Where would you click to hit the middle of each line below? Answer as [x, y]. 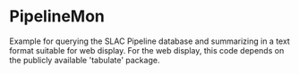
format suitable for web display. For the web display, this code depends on [147, 50]
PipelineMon [57, 16]
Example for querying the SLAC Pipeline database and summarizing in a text [150, 41]
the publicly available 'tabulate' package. [85, 60]
